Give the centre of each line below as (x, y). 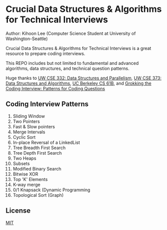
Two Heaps (25, 158)
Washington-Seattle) (27, 39)
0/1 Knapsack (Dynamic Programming (51, 190)
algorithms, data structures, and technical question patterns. (68, 68)
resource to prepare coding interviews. (45, 54)
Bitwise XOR (26, 174)
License (18, 211)
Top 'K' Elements (30, 179)
